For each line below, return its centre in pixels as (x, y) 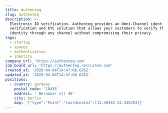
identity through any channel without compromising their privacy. (81, 33)
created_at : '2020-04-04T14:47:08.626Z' (48, 70)
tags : (11, 38)
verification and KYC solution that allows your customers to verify (83, 28)
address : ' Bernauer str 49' (44, 93)
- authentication (28, 51)
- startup (20, 42)
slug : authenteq (22, 14)
